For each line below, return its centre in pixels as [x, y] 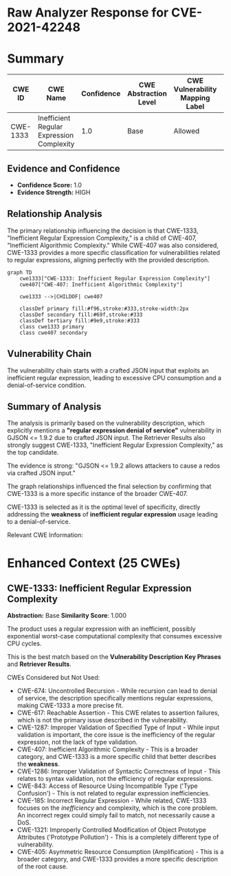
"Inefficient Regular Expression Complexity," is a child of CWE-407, [102, 238]
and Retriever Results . [40, 664]
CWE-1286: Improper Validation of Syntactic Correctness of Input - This [119, 771]
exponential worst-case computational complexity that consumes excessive [114, 636]
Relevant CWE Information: [45, 535]
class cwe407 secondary [54, 333]
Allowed [187, 131]
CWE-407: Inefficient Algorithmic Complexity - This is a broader [108, 749]
